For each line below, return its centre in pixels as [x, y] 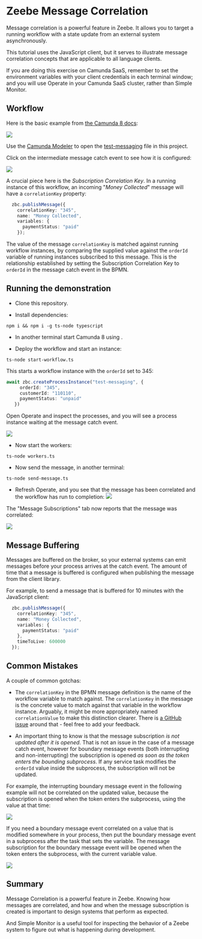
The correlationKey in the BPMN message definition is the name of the [103, 692]
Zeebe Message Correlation [77, 11]
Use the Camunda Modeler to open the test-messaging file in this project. [97, 146]
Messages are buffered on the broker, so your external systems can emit [96, 560]
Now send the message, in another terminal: [70, 468]
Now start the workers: [43, 445]
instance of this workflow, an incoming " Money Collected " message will [95, 187]
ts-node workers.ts [31, 456]
